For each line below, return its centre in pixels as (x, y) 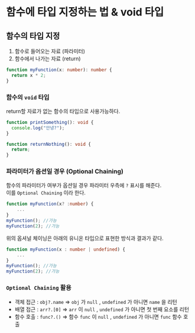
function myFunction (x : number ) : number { (59, 70)
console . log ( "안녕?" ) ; (38, 128)
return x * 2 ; (29, 75)
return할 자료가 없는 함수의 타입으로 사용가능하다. (63, 111)
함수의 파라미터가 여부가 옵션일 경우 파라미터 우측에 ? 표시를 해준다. (84, 185)
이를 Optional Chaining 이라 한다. (46, 193)
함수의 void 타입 (28, 97)
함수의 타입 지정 (33, 36)
